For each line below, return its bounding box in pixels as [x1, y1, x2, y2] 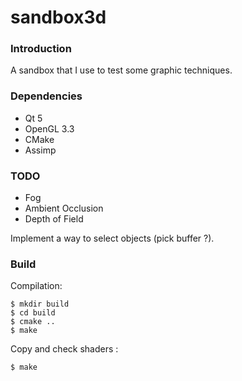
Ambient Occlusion [24, 202, 104, 215]
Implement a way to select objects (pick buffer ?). [10, 232, 215, 245]
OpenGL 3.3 [24, 122, 75, 135]
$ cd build [10, 308, 56, 318]
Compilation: [10, 280, 63, 292]
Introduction [10, 42, 72, 56]
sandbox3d [10, 6, 107, 29]
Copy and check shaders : [10, 343, 119, 355]
